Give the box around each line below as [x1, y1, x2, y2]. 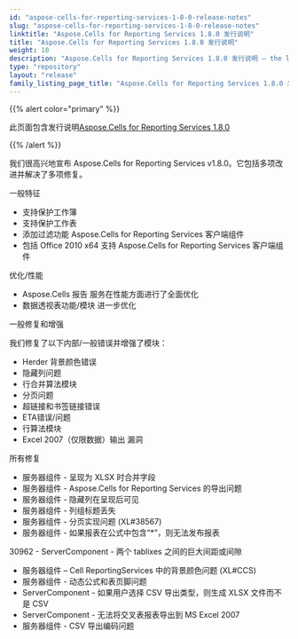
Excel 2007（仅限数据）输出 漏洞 [21, 434, 144, 445]
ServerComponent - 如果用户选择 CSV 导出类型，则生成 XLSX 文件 [21, 587, 267, 597]
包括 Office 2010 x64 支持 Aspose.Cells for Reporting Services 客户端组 [21, 240, 284, 250]
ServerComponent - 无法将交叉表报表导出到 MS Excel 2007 [21, 609, 240, 619]
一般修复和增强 [9, 319, 64, 329]
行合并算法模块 [21, 378, 77, 389]
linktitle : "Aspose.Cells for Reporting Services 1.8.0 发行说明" [9, 29, 255, 38]
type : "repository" [9, 63, 82, 72]
